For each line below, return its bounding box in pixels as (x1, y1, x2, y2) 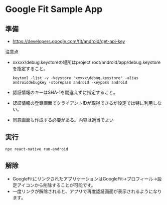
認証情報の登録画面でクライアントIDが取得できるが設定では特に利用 (12, 100, 153, 106)
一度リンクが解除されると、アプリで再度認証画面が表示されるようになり (12, 188, 162, 194)
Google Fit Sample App (5, 4, 103, 15)
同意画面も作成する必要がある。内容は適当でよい (12, 117, 114, 123)
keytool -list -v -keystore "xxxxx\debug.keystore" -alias (12, 76, 139, 81)
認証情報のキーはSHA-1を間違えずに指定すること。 (12, 89, 118, 95)
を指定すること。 (12, 66, 48, 71)
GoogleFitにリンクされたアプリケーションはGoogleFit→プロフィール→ (12, 175, 157, 181)
